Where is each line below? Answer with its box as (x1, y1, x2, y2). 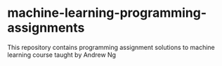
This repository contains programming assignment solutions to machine (7, 43, 216, 51)
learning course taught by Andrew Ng (7, 51, 117, 59)
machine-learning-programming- (7, 5, 207, 21)
